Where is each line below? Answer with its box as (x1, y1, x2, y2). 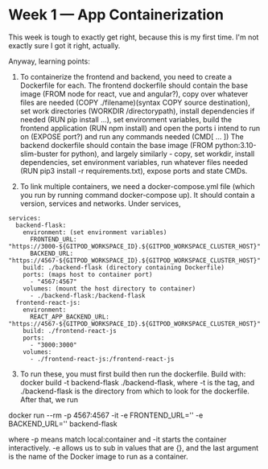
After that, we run (19, 394, 79, 404)
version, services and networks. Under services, (19, 199, 181, 208)
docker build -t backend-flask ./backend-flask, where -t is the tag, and (19, 377, 255, 387)
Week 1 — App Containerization (8, 6, 224, 24)
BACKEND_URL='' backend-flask (8, 418, 118, 428)
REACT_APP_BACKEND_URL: (29, 312, 110, 321)
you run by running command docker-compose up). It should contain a (19, 190, 255, 200)
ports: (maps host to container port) (23, 270, 153, 278)
